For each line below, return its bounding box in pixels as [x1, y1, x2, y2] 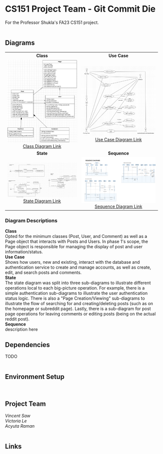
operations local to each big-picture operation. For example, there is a [5, 285, 145, 291]
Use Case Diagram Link [95, 137, 142, 143]
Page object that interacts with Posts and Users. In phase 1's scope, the [5, 238, 148, 244]
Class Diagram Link [22, 144, 62, 149]
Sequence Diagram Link [94, 203, 143, 210]
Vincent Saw [5, 413, 31, 418]
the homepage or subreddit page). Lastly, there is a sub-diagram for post [5, 306, 151, 312]
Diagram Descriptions [5, 217, 58, 224]
